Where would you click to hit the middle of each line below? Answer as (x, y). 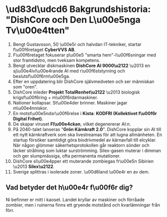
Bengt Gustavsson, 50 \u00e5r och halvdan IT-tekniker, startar (77, 44)
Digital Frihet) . (28, 118)
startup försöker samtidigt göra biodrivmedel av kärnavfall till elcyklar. (84, 140)
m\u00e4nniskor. (30, 108)
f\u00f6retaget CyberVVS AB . (44, 49)
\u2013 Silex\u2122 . (34, 166)
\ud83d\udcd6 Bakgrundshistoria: (78, 9)
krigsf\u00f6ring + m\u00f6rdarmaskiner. (55, 97)
